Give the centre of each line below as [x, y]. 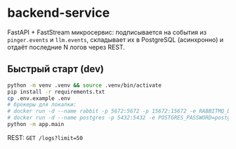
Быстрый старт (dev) [55, 69]
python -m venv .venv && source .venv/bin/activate [84, 85]
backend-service [59, 13]
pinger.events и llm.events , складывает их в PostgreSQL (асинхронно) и [115, 39]
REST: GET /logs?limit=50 [45, 137]
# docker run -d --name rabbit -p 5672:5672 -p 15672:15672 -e [102, 111]
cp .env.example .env [39, 98]
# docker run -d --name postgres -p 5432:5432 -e [81, 118]
